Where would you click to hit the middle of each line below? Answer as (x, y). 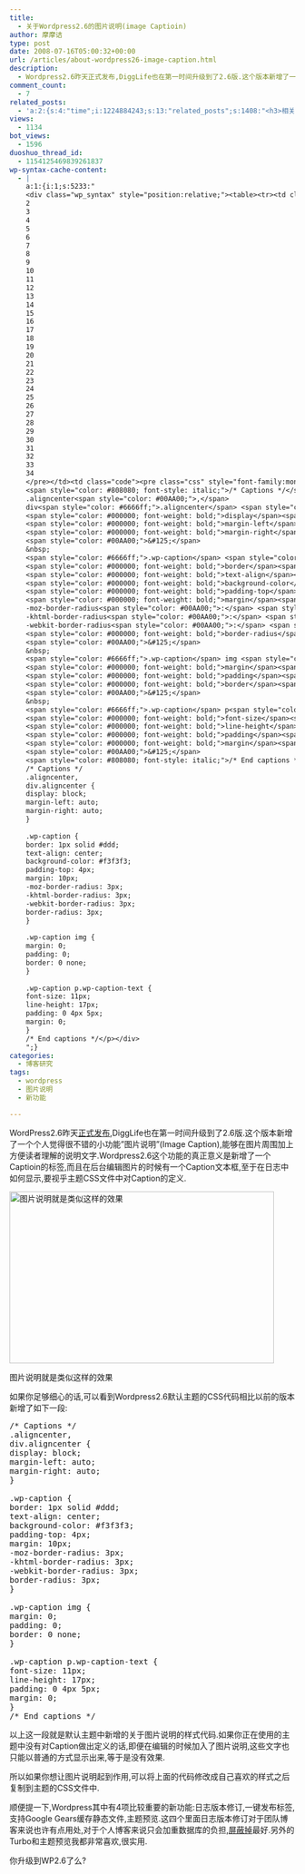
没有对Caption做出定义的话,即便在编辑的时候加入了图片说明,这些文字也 (157, 1746)
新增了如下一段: (39, 1408)
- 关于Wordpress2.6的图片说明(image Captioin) (103, 26)
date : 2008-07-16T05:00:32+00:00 (73, 52)
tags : (20, 1073)
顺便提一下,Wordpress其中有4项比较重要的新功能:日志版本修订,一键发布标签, (152, 1807)
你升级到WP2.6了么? (48, 1860)
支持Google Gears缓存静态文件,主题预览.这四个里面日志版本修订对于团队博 (149, 1818)
